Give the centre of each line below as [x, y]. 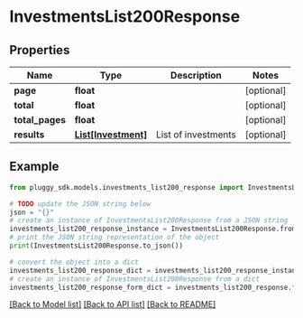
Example [34, 167]
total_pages [40, 120]
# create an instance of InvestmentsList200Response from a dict [134, 279]
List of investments [196, 135]
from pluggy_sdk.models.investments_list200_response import [127, 187]
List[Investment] [111, 135]
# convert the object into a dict [74, 262]
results [29, 135]
